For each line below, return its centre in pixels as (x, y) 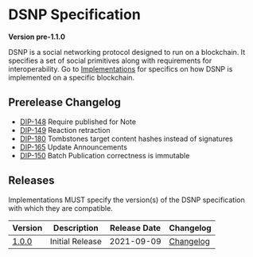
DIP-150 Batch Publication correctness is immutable (105, 155)
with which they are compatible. (60, 208)
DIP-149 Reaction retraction (65, 130)
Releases (31, 181)
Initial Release (76, 241)
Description (76, 228)
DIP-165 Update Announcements (73, 147)
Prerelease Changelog (65, 102)
